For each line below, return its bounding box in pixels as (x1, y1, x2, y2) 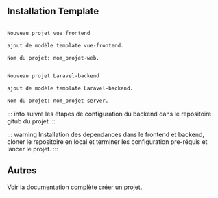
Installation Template (7, 5, 99, 17)
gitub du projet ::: (7, 117, 56, 125)
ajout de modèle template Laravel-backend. (7, 85, 134, 92)
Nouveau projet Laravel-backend (7, 73, 99, 79)
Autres (7, 164, 37, 177)
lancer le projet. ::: (7, 145, 58, 153)
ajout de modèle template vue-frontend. (7, 42, 125, 49)
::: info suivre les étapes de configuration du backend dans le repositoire (7, 110, 212, 119)
